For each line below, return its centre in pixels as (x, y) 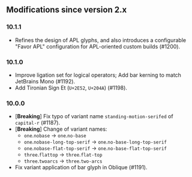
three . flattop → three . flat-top (63, 155)
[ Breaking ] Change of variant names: (61, 129)
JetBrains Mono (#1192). (45, 81)
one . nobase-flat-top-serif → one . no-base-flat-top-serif (95, 148)
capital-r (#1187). (37, 123)
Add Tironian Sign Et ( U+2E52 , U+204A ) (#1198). (71, 88)
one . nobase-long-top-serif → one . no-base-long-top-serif (95, 142)
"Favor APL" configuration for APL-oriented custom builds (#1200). (97, 46)
